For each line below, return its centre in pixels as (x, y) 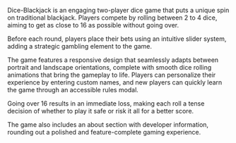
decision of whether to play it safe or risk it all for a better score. (101, 111)
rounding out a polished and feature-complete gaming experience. (104, 132)
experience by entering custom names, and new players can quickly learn (115, 82)
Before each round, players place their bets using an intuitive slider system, (117, 39)
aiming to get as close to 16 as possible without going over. (93, 25)
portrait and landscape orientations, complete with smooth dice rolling (110, 67)
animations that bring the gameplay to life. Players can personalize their (112, 75)
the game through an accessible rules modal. (73, 90)
